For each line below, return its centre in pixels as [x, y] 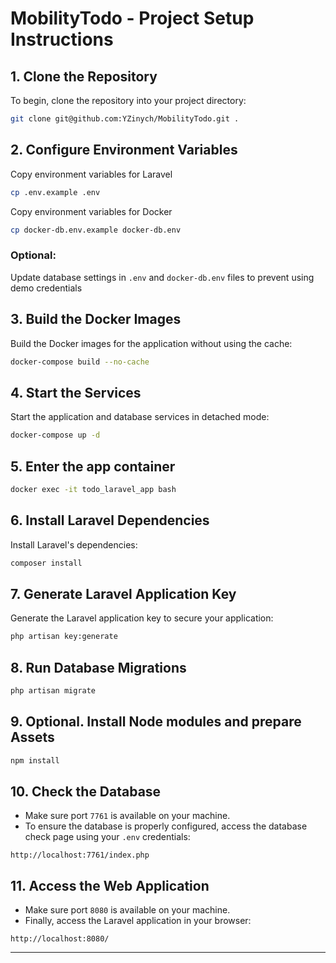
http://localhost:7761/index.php [80, 855]
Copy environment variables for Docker [91, 211]
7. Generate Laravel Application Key [123, 593]
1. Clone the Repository [84, 76]
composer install [46, 563]
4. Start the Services [76, 392]
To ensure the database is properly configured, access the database [166, 826]
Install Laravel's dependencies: [74, 544]
